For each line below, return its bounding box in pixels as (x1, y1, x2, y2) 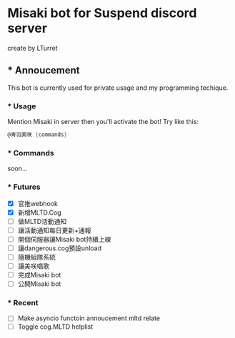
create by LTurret (7, 43, 58, 52)
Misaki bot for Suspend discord (7, 5, 197, 21)
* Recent (7, 298, 39, 308)
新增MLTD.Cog (17, 208, 62, 217)
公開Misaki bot (17, 280, 61, 288)
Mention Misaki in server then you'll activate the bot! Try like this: (7, 118, 199, 126)
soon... (7, 164, 28, 173)
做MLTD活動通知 (17, 217, 67, 225)
